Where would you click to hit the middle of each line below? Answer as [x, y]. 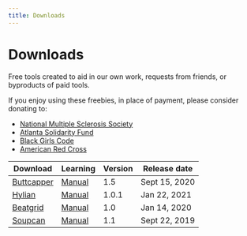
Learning [79, 168]
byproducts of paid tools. [49, 84]
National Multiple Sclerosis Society [76, 124]
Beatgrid [28, 208]
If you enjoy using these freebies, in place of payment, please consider [123, 100]
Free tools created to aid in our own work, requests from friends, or [118, 77]
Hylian [24, 194]
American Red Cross [53, 149]
